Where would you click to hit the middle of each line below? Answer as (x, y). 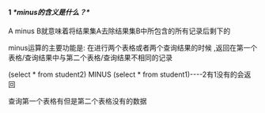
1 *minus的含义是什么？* (49, 12)
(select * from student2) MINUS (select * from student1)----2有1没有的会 (126, 74)
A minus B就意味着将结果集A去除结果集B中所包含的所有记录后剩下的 (119, 31)
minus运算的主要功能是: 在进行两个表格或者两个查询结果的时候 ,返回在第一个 (133, 48)
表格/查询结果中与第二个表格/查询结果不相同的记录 (91, 58)
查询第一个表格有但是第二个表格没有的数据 (78, 101)
